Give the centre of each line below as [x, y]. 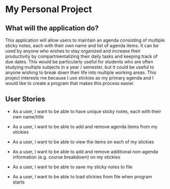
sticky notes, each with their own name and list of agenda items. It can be [82, 46]
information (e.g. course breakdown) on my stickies [66, 157]
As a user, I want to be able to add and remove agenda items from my [85, 126]
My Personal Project [49, 9]
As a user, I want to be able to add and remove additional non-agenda [85, 152]
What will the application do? [52, 28]
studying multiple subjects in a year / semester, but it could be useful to [80, 67]
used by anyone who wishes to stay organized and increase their [73, 51]
